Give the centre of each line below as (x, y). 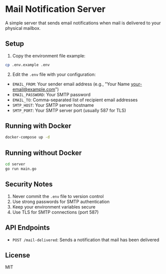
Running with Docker (38, 126)
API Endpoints (28, 228)
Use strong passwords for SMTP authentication (61, 202)
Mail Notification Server (55, 9)
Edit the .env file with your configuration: (54, 74)
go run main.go (21, 169)
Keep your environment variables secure (54, 206)
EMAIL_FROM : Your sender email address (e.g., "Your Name (71, 84)
